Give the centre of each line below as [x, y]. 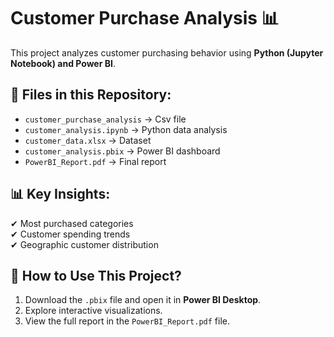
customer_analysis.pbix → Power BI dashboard [122, 151]
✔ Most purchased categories [72, 223]
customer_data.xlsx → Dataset [88, 140]
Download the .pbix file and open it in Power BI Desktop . [143, 300]
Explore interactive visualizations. [93, 311]
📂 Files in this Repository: [91, 95]
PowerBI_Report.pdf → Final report [95, 161]
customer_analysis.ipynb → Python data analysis [126, 129]
